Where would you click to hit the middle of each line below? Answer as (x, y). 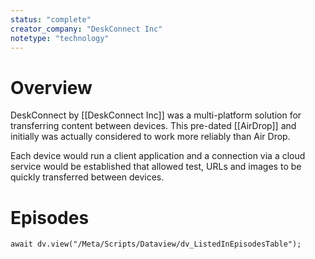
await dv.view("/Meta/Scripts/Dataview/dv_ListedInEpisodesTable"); (156, 244)
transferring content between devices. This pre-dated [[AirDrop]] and (153, 126)
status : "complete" (51, 19)
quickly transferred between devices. (87, 177)
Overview (51, 87)
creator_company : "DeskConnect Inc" (86, 29)
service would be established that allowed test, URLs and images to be (156, 167)
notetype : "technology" (60, 38)
